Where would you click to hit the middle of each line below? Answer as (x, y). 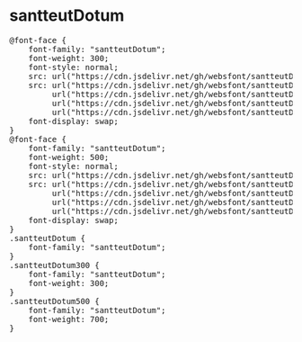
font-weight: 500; (69, 157)
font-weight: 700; (69, 319)
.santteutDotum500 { (55, 301)
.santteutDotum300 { (55, 265)
